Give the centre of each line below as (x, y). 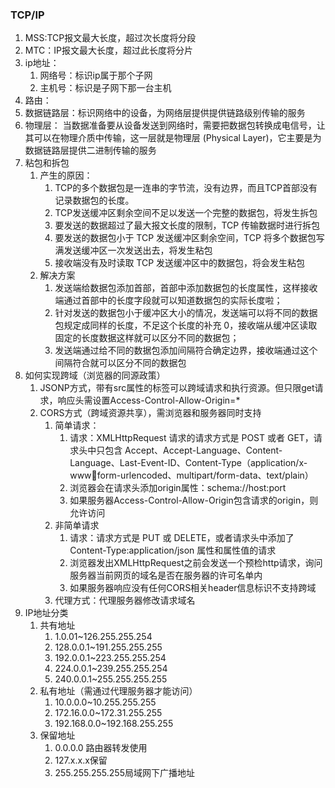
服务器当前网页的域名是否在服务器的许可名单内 (166, 575)
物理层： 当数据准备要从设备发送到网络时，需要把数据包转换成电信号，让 (175, 125)
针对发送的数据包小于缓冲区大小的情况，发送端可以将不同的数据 (186, 313)
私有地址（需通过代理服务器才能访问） (118, 691)
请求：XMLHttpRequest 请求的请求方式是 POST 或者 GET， (191, 438)
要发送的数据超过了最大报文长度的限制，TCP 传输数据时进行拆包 (187, 225)
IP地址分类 (46, 613)
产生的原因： (66, 175)
